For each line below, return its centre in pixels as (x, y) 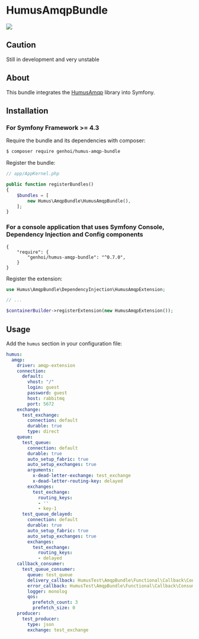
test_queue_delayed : (47, 514)
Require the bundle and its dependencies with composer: (76, 140)
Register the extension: (34, 279)
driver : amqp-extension (46, 365)
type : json (41, 624)
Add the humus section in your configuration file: (64, 343)
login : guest (44, 388)
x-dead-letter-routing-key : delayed (78, 481)
